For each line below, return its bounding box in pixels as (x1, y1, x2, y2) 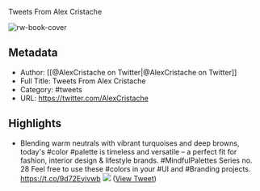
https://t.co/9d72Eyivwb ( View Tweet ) (19, 173, 157, 183)
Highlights (8, 117, 62, 130)
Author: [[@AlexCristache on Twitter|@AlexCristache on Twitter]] (19, 67, 237, 77)
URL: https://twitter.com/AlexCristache (19, 93, 149, 103)
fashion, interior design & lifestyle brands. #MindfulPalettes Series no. (19, 155, 253, 165)
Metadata (8, 46, 58, 60)
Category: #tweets (19, 84, 82, 94)
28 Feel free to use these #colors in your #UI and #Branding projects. (19, 163, 251, 173)
